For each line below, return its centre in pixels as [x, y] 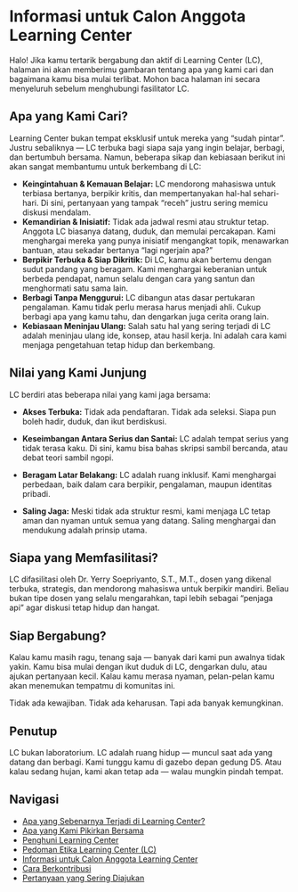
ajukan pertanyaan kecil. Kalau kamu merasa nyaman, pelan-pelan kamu [142, 676]
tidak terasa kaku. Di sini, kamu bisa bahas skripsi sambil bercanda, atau [155, 448]
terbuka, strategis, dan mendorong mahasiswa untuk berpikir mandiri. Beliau [149, 589]
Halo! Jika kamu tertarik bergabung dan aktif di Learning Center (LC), [136, 60]
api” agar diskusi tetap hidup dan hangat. [85, 607]
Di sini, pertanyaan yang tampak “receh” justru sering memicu [154, 202]
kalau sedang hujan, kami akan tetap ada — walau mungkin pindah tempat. [146, 772]
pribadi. [36, 493]
